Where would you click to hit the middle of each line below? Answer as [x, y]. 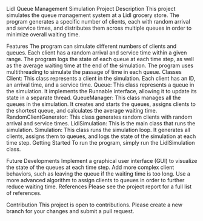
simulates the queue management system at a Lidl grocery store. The [93, 15]
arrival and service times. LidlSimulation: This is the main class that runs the [101, 123]
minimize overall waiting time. [43, 35]
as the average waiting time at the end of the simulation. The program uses [100, 65]
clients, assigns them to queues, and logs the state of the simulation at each [101, 136]
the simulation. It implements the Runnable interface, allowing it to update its [101, 91]
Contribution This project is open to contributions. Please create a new [95, 205]
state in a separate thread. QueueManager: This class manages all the [94, 97]
